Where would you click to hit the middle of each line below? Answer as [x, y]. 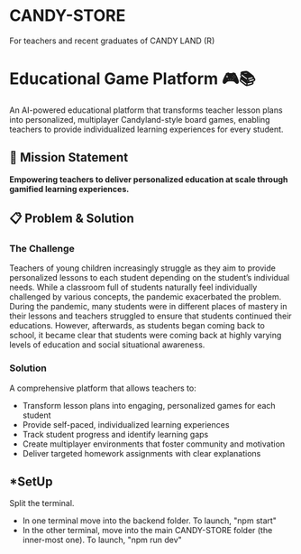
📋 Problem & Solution [72, 219]
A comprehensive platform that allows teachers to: [103, 388]
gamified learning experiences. [69, 189]
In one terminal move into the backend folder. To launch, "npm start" [150, 521]
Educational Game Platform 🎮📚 [132, 79]
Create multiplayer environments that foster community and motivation [154, 444]
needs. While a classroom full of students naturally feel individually [133, 287]
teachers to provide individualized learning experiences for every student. [146, 129]
